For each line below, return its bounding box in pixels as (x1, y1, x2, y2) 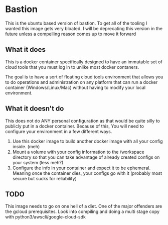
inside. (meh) (12, 143, 40, 149)
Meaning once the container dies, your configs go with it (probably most (12, 170, 162, 176)
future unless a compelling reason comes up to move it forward (5, 31, 136, 37)
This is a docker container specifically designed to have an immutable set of (5, 59, 163, 65)
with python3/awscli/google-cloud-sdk (5, 214, 86, 220)
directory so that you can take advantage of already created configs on (12, 154, 160, 160)
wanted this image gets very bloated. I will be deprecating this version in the (5, 25, 163, 31)
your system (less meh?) (12, 159, 64, 165)
